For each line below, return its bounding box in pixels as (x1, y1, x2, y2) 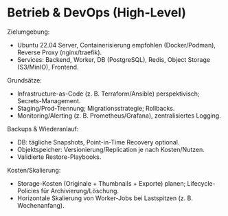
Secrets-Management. (16, 96, 81, 105)
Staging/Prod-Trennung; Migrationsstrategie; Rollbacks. (16, 104, 175, 112)
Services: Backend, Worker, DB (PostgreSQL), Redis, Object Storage (16, 55, 211, 63)
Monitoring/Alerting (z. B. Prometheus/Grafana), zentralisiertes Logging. (16, 111, 221, 120)
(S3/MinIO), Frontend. (16, 63, 79, 71)
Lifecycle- (187, 179, 216, 187)
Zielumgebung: (7, 28, 50, 36)
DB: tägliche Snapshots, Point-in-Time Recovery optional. (16, 138, 180, 146)
